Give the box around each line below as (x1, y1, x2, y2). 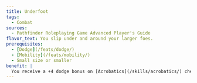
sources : (6, 25, 28, 31)
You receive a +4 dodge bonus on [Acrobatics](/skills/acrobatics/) (11, 68, 182, 74)
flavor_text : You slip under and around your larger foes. (6, 36, 154, 41)
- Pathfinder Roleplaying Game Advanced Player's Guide (11, 30, 151, 36)
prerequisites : (6, 41, 43, 47)
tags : (6, 14, 19, 20)
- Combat (11, 19, 33, 25)
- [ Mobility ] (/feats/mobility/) (11, 52, 91, 58)
